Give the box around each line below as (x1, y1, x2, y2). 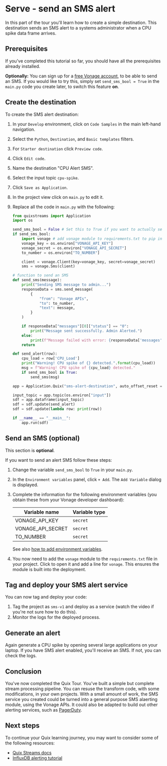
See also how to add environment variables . (12, 546, 103, 552)
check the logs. (5, 653, 37, 659)
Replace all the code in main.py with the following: (12, 203, 115, 210)
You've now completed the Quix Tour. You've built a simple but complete (5, 681, 155, 687)
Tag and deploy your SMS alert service (5, 581, 128, 590)
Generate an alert (5, 629, 61, 637)
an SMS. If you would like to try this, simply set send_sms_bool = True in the (5, 78, 160, 84)
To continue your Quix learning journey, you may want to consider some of (5, 735, 159, 741)
